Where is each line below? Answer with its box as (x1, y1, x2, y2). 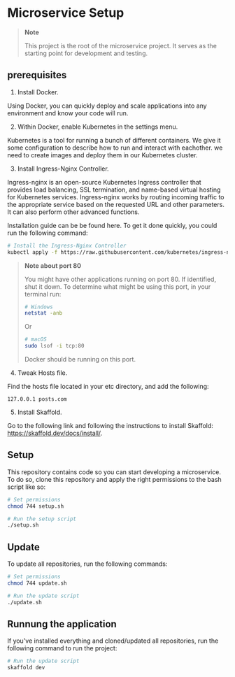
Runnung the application (7, 618, 117, 630)
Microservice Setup (7, 5, 124, 21)
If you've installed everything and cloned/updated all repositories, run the (7, 636, 219, 645)
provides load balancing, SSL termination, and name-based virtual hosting (7, 185, 221, 194)
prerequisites (7, 69, 67, 81)
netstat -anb (24, 310, 63, 317)
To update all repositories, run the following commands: (7, 560, 168, 568)
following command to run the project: (7, 644, 117, 653)
